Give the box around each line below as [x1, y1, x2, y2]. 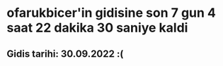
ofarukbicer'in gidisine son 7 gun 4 [6, 5, 217, 21]
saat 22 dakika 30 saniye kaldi [6, 20, 188, 36]
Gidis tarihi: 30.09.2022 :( [6, 48, 124, 60]
